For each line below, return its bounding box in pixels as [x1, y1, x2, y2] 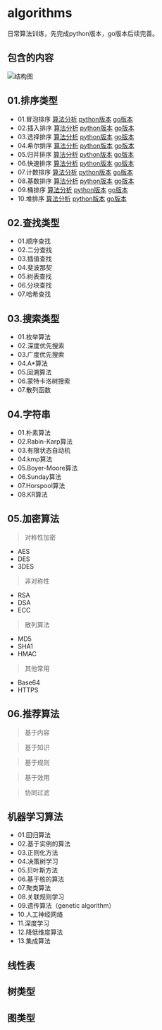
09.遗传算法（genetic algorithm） [17, 901, 116, 910]
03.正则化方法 [17, 848, 58, 857]
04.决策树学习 [17, 857, 58, 866]
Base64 [17, 678, 41, 687]
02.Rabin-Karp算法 [17, 437, 73, 446]
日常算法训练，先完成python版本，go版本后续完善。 [7, 29, 158, 37]
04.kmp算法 [17, 455, 53, 463]
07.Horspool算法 [17, 482, 66, 490]
